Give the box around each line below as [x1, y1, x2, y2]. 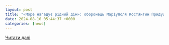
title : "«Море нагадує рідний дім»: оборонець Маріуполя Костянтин [5, 12, 150, 17]
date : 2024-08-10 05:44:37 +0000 [5, 16, 75, 21]
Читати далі [5, 35, 31, 41]
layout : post [5, 7, 33, 12]
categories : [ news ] [5, 21, 46, 26]
